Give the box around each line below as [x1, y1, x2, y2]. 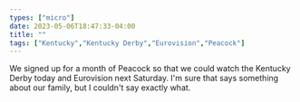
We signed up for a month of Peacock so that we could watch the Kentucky [9, 63, 292, 74]
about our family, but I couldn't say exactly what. [9, 82, 191, 93]
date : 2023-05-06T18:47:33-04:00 [9, 22, 136, 31]
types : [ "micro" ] [9, 13, 75, 23]
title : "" [9, 30, 47, 39]
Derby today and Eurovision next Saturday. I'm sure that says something [9, 73, 279, 84]
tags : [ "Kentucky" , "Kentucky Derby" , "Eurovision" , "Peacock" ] [9, 38, 246, 48]
